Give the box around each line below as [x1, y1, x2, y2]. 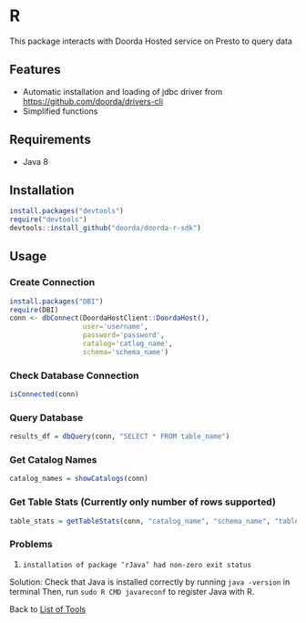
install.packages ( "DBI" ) [9, 297, 104, 306]
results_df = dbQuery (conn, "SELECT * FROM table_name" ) [9, 432, 230, 442]
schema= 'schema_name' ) [82, 347, 169, 356]
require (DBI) [9, 305, 59, 314]
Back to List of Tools [9, 603, 87, 615]
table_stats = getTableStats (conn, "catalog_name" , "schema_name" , [9, 516, 271, 526]
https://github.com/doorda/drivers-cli [22, 96, 164, 107]
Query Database [9, 411, 84, 424]
